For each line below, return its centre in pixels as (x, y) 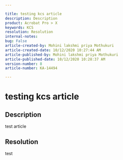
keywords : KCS (19, 27)
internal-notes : (21, 37)
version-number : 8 (24, 64)
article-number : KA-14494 (31, 68)
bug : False (16, 41)
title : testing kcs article (34, 14)
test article (16, 126)
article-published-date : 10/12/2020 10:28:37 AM (55, 59)
